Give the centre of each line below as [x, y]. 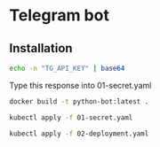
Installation [41, 48]
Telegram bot [59, 15]
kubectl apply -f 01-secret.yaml [71, 117]
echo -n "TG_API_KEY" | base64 [67, 68]
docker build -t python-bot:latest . [79, 101]
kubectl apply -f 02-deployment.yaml [79, 134]
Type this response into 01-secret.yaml [80, 85]
